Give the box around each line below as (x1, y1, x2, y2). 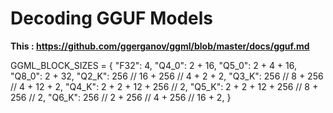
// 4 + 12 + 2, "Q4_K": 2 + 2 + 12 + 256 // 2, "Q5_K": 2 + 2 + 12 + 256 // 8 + (10, 80, 319, 92)
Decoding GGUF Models (10, 7, 213, 30)
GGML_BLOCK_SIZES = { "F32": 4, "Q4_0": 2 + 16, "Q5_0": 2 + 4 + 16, (10, 59, 298, 71)
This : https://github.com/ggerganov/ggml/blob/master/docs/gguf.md (10, 40, 310, 52)
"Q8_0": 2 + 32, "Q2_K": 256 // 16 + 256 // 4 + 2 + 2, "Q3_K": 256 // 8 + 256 (10, 70, 324, 82)
